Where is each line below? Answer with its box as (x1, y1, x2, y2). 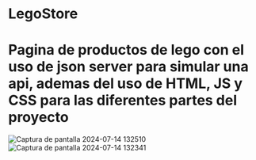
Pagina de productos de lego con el (8, 41, 244, 59)
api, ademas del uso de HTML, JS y (8, 74, 243, 93)
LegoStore (8, 5, 78, 23)
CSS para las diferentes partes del (8, 92, 238, 109)
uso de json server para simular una (8, 58, 249, 76)
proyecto (8, 109, 69, 127)
